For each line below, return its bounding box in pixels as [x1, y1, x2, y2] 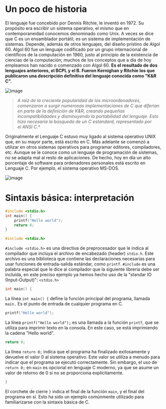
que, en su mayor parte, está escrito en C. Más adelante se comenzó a [5, 138, 150, 145]
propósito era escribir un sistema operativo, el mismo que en [5, 25, 129, 31]
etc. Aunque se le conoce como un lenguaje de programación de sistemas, [5, 149, 158, 155]
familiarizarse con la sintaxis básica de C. [5, 399, 90, 405]
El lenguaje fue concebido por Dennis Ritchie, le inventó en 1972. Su [5, 20, 144, 26]
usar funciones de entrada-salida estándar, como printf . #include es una [5, 261, 156, 267]
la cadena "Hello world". [5, 330, 55, 336]
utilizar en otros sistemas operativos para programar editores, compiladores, [5, 144, 162, 150]
